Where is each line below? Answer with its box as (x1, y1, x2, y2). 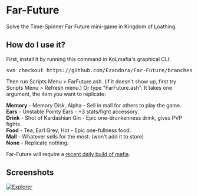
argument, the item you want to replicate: (6, 90, 106, 97)
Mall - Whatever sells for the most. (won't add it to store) (6, 133, 144, 140)
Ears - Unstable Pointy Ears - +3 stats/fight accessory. (6, 108, 140, 115)
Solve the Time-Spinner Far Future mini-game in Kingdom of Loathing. (6, 23, 177, 30)
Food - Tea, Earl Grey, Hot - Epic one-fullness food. (6, 127, 131, 134)
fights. (6, 120, 22, 127)
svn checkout (6, 67, 44, 73)
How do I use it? (6, 40, 66, 50)
